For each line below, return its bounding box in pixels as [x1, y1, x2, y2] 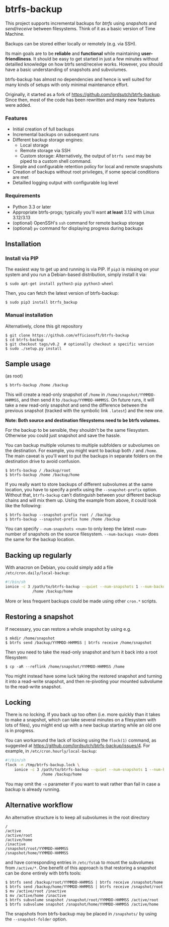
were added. [5, 102, 32, 108]
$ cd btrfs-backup [5, 337, 44, 342]
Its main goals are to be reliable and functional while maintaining [5, 50, 140, 56]
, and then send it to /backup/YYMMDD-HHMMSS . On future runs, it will [18, 397, 154, 403]
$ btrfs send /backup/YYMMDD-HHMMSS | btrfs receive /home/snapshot [5, 640, 152, 645]
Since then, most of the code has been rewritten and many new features [5, 97, 155, 103]
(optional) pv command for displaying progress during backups [12, 225, 143, 231]
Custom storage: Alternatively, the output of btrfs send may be [20, 153, 151, 159]
